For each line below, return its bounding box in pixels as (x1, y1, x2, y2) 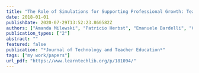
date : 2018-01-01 (6, 14, 49, 20)
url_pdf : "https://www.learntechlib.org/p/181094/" (6, 58, 136, 64)
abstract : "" (6, 36, 38, 42)
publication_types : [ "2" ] (6, 31, 70, 36)
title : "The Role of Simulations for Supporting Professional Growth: (6, 8, 184, 15)
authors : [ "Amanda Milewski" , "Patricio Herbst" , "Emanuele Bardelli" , (6, 25, 187, 31)
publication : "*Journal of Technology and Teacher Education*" (6, 47, 166, 53)
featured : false (6, 42, 46, 48)
